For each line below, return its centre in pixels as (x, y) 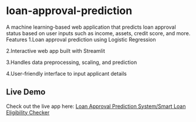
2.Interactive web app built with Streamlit (56, 50)
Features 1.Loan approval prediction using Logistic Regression (81, 39)
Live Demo (26, 92)
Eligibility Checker (28, 112)
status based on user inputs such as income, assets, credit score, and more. (98, 33)
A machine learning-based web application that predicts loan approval (91, 27)
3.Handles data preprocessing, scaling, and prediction (72, 62)
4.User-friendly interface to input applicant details (67, 73)
